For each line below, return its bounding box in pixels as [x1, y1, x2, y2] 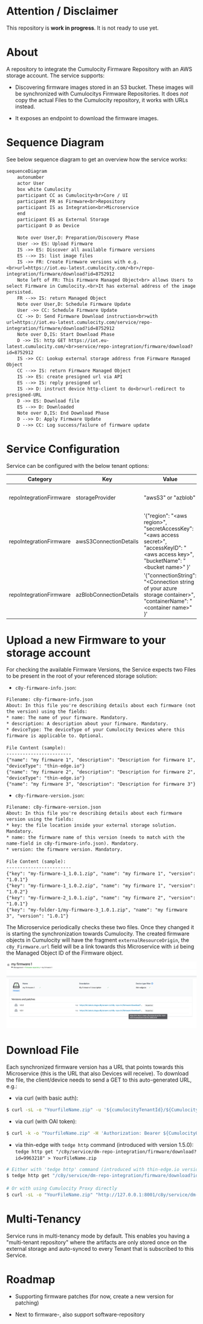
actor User [17, 180, 45, 186]
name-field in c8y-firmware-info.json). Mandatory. [6, 840, 139, 847]
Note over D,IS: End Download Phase [17, 410, 110, 416]
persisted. [6, 289, 34, 295]
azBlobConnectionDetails [76, 591, 139, 598]
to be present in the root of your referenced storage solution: [6, 672, 158, 680]
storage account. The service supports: [6, 71, 105, 79]
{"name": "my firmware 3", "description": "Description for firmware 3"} [6, 781, 196, 787]
